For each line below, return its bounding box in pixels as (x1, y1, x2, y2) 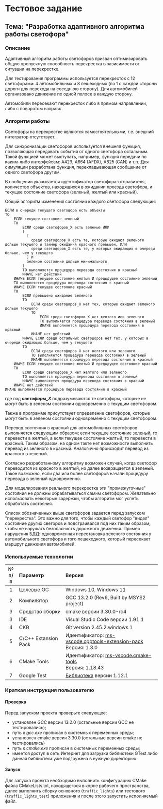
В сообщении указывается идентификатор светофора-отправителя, (5, 179, 146, 185)
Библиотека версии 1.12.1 (65, 672, 129, 679)
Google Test (19, 672, 47, 679)
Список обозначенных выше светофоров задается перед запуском (5, 510, 145, 516)
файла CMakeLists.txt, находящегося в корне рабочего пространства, (5, 783, 150, 789)
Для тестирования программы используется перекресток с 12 (5, 75, 135, 81)
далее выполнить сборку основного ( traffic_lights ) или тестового (5, 788, 146, 793)
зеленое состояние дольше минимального (26, 259, 108, 264)
